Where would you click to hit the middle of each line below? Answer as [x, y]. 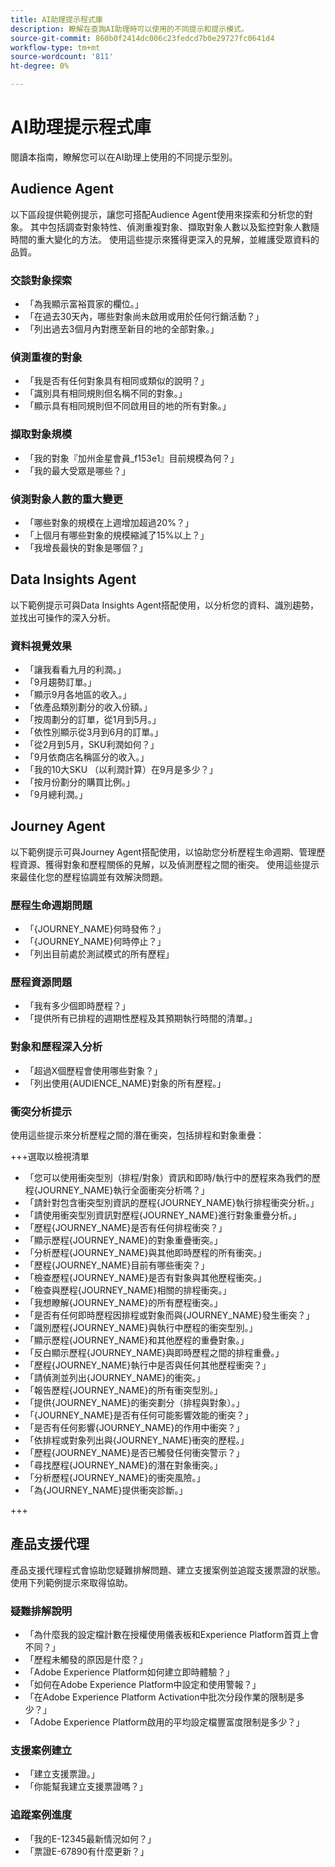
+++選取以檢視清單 [50, 1157]
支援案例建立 [41, 1751]
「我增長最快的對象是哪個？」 [86, 547]
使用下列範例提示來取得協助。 [71, 1582]
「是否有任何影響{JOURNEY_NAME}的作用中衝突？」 [134, 1428]
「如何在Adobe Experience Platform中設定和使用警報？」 [143, 1685]
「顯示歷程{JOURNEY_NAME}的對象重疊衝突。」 [123, 1240]
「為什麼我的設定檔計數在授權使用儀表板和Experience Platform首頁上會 [172, 1635]
